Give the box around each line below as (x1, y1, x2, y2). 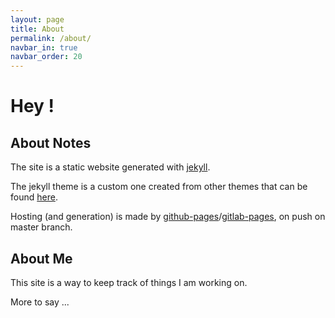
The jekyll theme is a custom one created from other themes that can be (10, 181, 308, 193)
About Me (10, 250, 73, 267)
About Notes (10, 134, 92, 151)
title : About (10, 24, 65, 34)
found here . (10, 191, 58, 203)
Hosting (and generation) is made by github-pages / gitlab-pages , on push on (10, 211, 326, 223)
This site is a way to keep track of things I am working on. (10, 276, 248, 288)
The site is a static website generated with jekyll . (10, 161, 211, 173)
